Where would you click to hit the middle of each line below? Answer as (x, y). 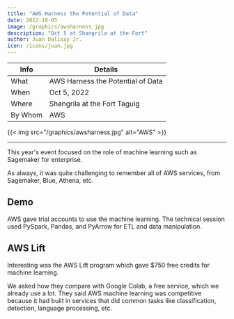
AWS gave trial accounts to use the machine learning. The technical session (116, 219)
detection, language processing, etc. (60, 308)
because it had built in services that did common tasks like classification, (112, 300)
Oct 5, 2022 (69, 92)
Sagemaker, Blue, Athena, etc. (50, 180)
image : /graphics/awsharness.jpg (56, 26)
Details (106, 69)
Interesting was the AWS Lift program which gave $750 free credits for (109, 265)
